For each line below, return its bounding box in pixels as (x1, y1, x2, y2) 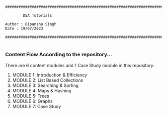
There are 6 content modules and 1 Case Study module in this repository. (5, 62, 155, 68)
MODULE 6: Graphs (12, 98, 53, 104)
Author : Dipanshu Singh (5, 22, 57, 27)
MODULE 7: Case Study (12, 103, 61, 109)
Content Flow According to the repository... (5, 51, 113, 58)
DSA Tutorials (23, 13, 52, 18)
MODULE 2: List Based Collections (12, 77, 83, 83)
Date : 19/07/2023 (5, 26, 43, 31)
